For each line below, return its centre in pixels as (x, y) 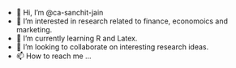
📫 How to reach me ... (54, 56)
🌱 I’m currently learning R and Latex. (77, 38)
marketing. (34, 30)
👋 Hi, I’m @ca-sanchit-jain (60, 13)
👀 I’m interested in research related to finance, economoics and (122, 21)
